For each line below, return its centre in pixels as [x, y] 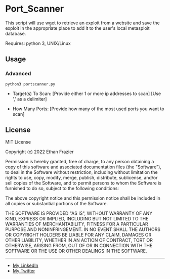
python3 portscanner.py [30, 84]
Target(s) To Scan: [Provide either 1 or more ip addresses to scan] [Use [87, 94]
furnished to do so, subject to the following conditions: [62, 189]
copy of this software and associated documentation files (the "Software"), [83, 167]
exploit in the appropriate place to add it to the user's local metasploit [78, 28]
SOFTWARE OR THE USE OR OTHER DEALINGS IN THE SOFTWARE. [76, 251]
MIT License [18, 142]
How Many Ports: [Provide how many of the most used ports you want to [88, 109]
